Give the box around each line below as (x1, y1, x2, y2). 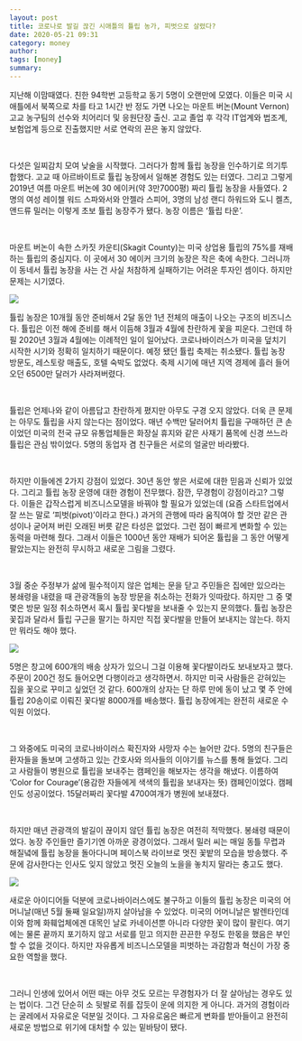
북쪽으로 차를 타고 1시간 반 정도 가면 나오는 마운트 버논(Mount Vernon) (40, 100, 290, 111)
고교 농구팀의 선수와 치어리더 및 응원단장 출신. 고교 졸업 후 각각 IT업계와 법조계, (9, 112, 288, 123)
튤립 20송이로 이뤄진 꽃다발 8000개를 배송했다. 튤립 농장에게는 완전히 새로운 (9, 694, 279, 705)
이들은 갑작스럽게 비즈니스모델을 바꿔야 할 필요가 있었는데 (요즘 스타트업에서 (21, 497, 289, 508)
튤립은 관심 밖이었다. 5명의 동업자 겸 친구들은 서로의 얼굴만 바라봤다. (9, 439, 250, 450)
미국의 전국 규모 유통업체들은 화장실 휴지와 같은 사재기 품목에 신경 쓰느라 (32, 427, 288, 438)
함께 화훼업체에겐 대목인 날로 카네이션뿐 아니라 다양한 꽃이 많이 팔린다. (25, 917, 274, 928)
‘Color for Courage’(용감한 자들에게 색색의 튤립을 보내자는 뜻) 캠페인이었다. (9, 776, 277, 787)
